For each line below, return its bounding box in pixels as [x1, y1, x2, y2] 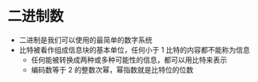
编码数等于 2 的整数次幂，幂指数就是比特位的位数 [30, 64, 194, 74]
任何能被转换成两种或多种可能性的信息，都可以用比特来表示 [30, 55, 228, 64]
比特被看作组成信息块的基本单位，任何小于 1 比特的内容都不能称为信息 [18, 45, 251, 54]
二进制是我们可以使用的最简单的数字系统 [18, 35, 153, 45]
